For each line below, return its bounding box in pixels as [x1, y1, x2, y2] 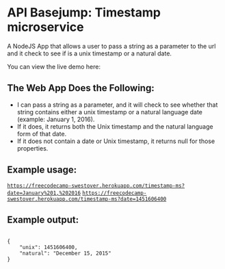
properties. [16, 144, 49, 152]
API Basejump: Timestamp [7, 5, 161, 21]
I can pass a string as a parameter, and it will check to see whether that [16, 101, 218, 109]
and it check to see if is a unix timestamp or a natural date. [7, 49, 172, 57]
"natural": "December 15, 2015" [19, 250, 111, 257]
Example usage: [7, 164, 77, 176]
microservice [7, 19, 84, 35]
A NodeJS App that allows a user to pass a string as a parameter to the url [7, 42, 216, 50]
